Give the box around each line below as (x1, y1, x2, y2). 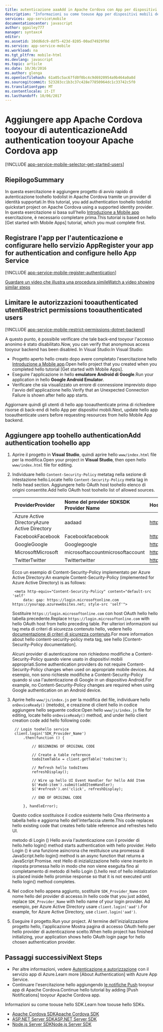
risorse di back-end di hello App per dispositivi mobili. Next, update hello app (5, 407, 158, 413)
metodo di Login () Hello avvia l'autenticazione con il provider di (12, 837, 140, 843)
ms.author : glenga (5, 71, 42, 76)
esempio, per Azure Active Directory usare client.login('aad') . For (12, 904, 148, 910)
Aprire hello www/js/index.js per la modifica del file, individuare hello (12, 697, 150, 703)
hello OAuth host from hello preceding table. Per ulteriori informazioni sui (12, 621, 158, 627)
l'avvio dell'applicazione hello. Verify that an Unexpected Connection (12, 387, 149, 393)
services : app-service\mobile (5, 16, 66, 21)
